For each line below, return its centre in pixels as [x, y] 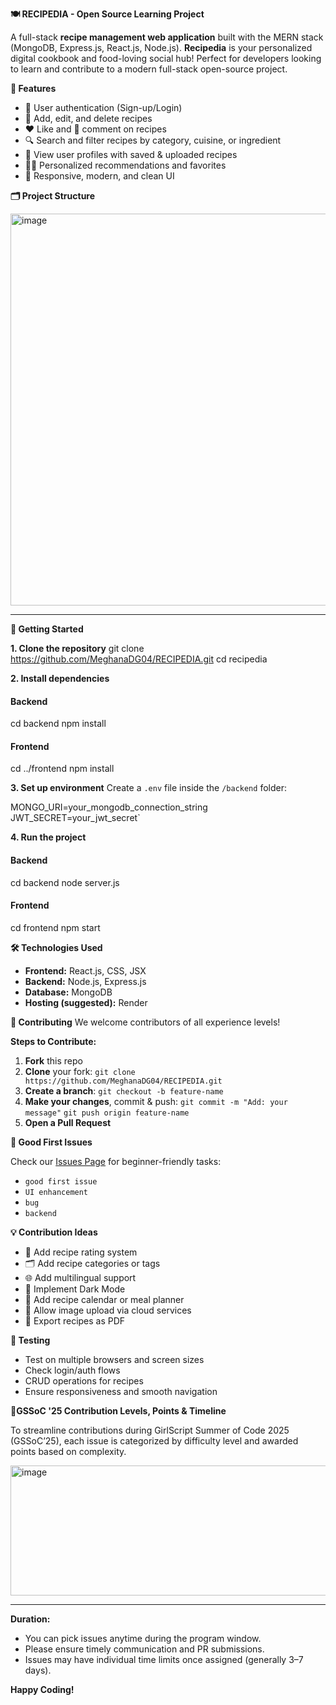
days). [38, 1670]
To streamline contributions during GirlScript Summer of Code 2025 [150, 1430]
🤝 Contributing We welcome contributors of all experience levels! [145, 1022]
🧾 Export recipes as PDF [75, 1320]
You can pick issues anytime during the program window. [143, 1638]
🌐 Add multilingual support [80, 1277]
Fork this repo [53, 1060]
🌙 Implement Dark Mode [75, 1289]
